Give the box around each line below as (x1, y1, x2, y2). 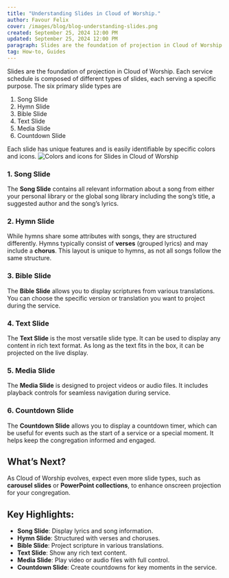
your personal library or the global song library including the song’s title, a (7, 192, 216, 200)
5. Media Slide (7, 365, 56, 375)
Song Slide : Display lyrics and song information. (16, 527, 154, 535)
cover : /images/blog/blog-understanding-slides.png (7, 23, 158, 30)
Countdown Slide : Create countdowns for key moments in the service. (16, 564, 217, 572)
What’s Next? (7, 456, 67, 467)
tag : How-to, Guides (7, 49, 67, 56)
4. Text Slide (7, 319, 49, 328)
